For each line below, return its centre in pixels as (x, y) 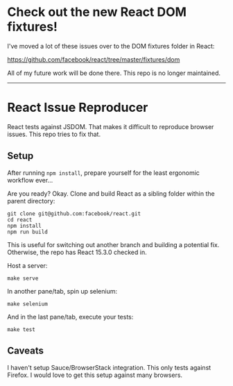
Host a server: (27, 265)
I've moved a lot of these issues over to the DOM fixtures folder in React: (111, 46)
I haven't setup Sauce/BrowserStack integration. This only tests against (109, 367)
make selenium (28, 304)
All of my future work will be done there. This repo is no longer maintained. (114, 73)
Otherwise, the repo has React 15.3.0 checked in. (77, 252)
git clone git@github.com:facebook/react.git (74, 213)
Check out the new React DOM (97, 12)
